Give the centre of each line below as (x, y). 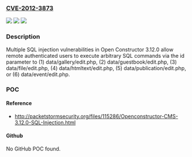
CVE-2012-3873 (30, 8)
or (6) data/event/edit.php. (38, 74)
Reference (19, 103)
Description (23, 37)
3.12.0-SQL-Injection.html (45, 122)
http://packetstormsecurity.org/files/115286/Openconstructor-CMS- (96, 116)
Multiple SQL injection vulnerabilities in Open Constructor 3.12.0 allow (90, 49)
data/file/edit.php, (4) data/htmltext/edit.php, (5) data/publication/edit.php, (96, 68)
